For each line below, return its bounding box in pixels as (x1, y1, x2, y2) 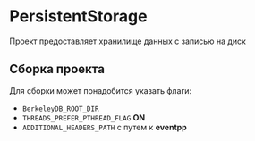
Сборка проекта (9, 62, 106, 77)
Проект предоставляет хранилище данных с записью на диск (9, 36, 246, 46)
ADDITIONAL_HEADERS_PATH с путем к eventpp (21, 121, 188, 132)
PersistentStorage (9, 6, 148, 27)
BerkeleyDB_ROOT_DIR (21, 104, 99, 113)
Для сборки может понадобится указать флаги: (9, 85, 192, 95)
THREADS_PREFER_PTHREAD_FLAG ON (21, 112, 146, 122)
